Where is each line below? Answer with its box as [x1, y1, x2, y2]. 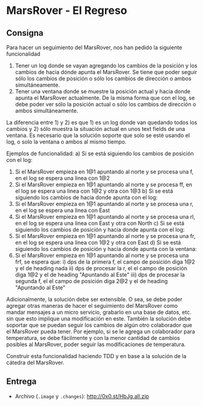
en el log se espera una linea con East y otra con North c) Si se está [15, 219, 185, 227]
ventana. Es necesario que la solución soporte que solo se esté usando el [6, 131, 190, 139]
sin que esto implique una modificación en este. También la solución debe [6, 315, 191, 322]
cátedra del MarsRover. [6, 359, 65, 366]
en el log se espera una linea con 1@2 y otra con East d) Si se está [15, 239, 181, 246]
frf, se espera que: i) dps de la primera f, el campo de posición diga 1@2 [15, 258, 195, 265]
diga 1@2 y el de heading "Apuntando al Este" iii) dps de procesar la [15, 271, 185, 278]
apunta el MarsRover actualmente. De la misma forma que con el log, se [15, 95, 195, 101]
